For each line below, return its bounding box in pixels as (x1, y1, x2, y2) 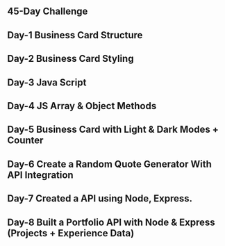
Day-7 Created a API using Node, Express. (7, 192, 193, 204)
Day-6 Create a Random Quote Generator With (7, 158, 212, 170)
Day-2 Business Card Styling (7, 53, 134, 65)
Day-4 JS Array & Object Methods (7, 100, 157, 112)
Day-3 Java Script (7, 76, 87, 88)
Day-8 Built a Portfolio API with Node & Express (7, 216, 215, 228)
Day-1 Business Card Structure (7, 29, 143, 41)
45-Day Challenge (7, 6, 88, 17)
